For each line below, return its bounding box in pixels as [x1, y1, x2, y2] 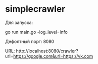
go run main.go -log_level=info [5, 29, 68, 35]
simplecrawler [5, 3, 65, 15]
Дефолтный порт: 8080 [5, 38, 54, 44]
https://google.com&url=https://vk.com [13, 53, 93, 59]
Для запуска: [5, 20, 33, 25]
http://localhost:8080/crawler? [16, 48, 78, 54]
